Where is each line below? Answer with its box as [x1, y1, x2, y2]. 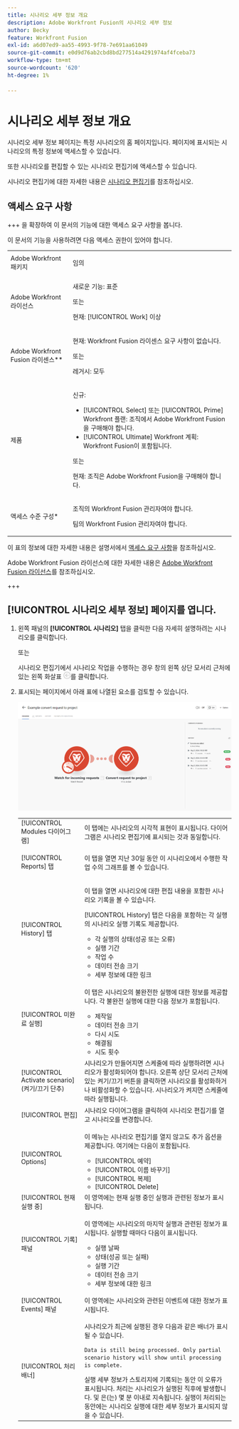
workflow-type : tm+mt [7, 57, 72, 64]
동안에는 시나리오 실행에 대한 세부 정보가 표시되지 [84, 1402, 221, 1410]
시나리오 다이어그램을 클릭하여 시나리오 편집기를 [84, 1105, 218, 1114]
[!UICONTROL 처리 [21, 1362, 76, 1370]
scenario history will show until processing [84, 1354, 222, 1361]
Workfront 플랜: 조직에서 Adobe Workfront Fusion [83, 414, 225, 423]
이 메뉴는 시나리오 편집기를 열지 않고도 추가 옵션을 [84, 1132, 223, 1140]
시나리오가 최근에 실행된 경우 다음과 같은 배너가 [84, 1322, 215, 1330]
